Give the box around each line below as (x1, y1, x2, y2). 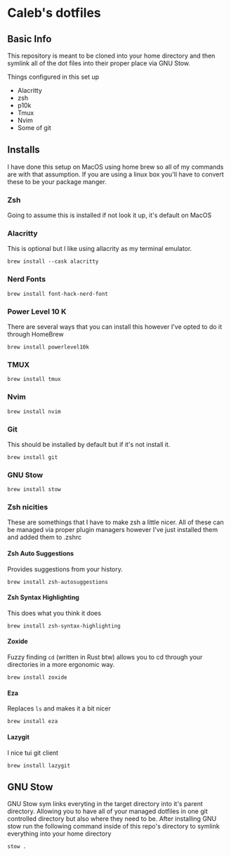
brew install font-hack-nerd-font (7, 290, 109, 297)
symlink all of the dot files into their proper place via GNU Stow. (7, 59, 191, 67)
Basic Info (7, 33, 52, 45)
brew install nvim (7, 408, 61, 415)
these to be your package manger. (7, 177, 107, 186)
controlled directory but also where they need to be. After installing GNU (7, 815, 217, 823)
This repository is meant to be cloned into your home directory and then (7, 51, 216, 60)
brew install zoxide (7, 674, 68, 681)
